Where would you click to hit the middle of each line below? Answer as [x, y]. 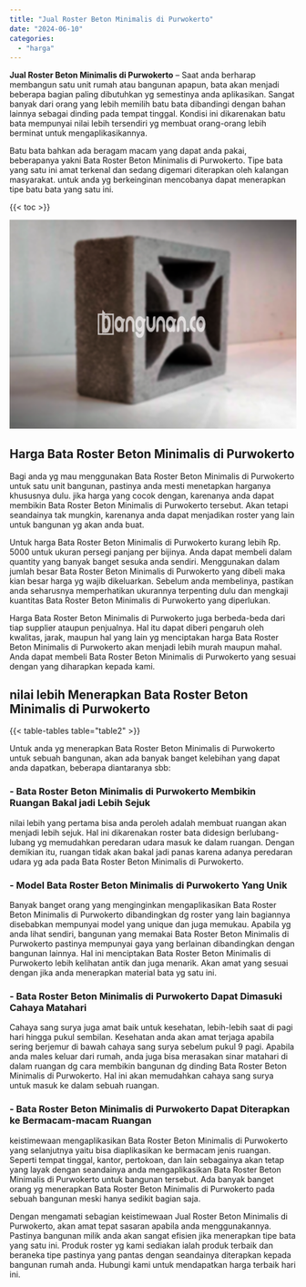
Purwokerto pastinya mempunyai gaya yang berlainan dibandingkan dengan [152, 944]
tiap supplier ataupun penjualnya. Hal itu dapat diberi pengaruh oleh [137, 628]
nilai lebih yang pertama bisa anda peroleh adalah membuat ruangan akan [148, 822]
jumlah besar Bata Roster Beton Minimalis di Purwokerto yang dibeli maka [148, 571]
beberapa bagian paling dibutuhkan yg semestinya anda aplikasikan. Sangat [152, 95]
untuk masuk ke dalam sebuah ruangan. [84, 1086]
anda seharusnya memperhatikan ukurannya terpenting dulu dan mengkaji [149, 590]
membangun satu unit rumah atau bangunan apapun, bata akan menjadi [144, 85]
